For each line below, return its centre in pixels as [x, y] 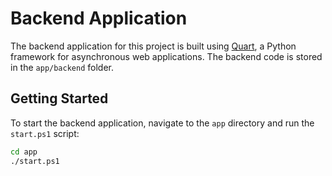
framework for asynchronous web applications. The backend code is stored [166, 56]
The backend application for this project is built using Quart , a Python [153, 46]
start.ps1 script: [45, 133]
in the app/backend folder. [62, 67]
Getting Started [59, 98]
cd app [24, 152]
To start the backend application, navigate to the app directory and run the [162, 123]
